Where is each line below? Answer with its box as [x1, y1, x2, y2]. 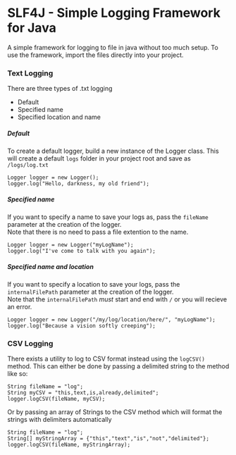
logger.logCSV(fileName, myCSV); [7, 396, 106, 403]
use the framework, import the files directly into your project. [7, 51, 185, 59]
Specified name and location [7, 262, 94, 270]
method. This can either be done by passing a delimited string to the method [7, 362, 230, 370]
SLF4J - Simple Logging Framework [7, 5, 221, 21]
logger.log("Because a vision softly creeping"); [7, 323, 156, 330]
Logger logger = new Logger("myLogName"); [7, 242, 134, 249]
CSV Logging [7, 339, 54, 349]
